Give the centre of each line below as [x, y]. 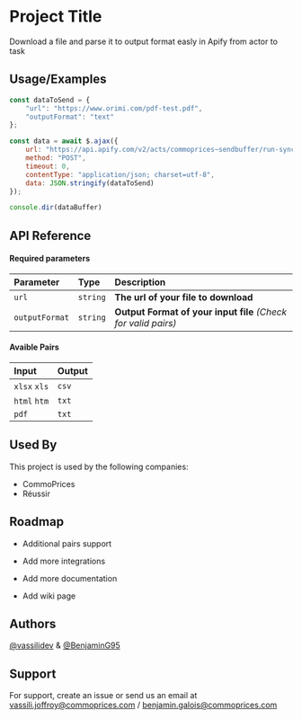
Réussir [36, 493]
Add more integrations [64, 561]
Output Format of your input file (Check [201, 312]
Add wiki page [49, 596]
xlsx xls [31, 387]
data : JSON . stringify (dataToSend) [90, 183]
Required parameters [50, 259]
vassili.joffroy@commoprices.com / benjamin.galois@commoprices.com [143, 705]
